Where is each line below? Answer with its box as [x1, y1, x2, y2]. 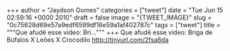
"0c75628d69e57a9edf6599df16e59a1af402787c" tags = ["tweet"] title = [6, 21, 221, 29]
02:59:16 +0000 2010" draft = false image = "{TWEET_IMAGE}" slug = [6, 13, 212, 22]
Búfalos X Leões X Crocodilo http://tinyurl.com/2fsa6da [6, 36, 169, 44]
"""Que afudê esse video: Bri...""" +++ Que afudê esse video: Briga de [6, 28, 213, 36]
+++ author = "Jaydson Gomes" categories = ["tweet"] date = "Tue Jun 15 [6, 6, 224, 14]
